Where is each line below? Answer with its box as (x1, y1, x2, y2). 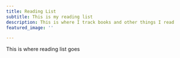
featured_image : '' (6, 24, 54, 31)
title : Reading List (6, 8, 57, 14)
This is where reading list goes (6, 46, 80, 53)
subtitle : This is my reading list (6, 14, 93, 20)
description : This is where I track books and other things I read (6, 19, 175, 25)
